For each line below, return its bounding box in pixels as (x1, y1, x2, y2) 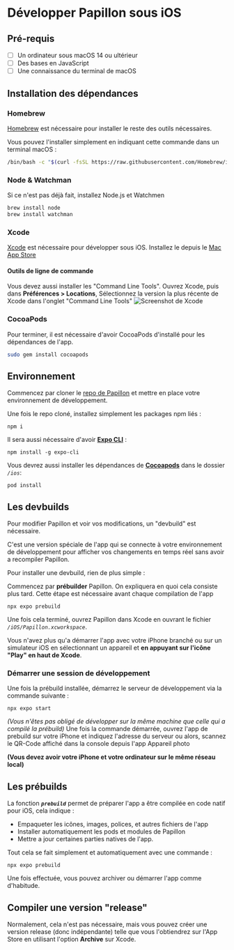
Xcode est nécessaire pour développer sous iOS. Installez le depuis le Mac (7, 243, 221, 252)
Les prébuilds (7, 781, 68, 792)
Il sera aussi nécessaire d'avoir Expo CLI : (7, 436, 127, 444)
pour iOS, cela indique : (7, 806, 75, 815)
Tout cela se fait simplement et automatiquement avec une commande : (7, 848, 212, 857)
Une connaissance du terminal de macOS (17, 67, 137, 75)
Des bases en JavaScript (17, 59, 89, 68)
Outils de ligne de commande (7, 266, 94, 275)
